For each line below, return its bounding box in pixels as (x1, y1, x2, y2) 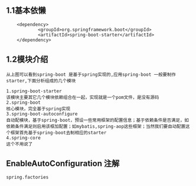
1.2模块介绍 (6, 55, 48, 65)
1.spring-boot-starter (6, 88, 62, 94)
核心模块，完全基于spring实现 (6, 105, 71, 112)
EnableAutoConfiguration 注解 (6, 158, 120, 169)
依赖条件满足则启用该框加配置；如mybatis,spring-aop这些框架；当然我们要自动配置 (6, 123, 186, 129)
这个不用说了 (6, 141, 33, 147)
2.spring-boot (6, 99, 41, 105)
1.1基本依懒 (6, 5, 46, 16)
